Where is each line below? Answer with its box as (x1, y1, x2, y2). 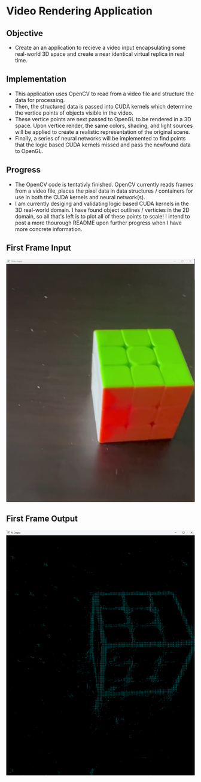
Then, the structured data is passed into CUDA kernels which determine (14, 103, 193, 110)
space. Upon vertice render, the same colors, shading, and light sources (14, 122, 193, 129)
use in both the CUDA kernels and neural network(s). (14, 193, 145, 200)
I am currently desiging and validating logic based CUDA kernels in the (14, 200, 190, 207)
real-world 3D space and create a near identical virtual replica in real (14, 50, 184, 58)
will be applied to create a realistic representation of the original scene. (14, 128, 190, 136)
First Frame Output (6, 514, 78, 524)
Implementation (6, 74, 67, 85)
